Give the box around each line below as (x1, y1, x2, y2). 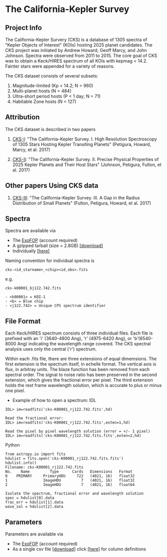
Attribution (5, 113, 40, 121)
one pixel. (5, 387, 25, 393)
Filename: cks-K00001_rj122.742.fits (5, 465, 84, 470)
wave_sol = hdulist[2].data (5, 504, 64, 509)
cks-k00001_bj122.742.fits (5, 286, 61, 291)
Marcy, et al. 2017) (12, 146, 51, 152)
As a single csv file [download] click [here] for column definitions (12, 546, 146, 552)
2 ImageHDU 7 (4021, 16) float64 (5, 482, 135, 487)
